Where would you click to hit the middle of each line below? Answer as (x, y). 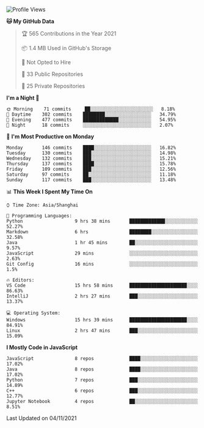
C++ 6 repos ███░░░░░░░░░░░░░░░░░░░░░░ (102, 391)
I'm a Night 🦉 (23, 98)
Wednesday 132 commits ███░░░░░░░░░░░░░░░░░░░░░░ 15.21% (91, 159)
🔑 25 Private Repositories (53, 86)
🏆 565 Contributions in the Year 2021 (69, 33)
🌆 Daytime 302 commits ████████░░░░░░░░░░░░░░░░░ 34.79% (91, 115)
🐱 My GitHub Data (31, 21)
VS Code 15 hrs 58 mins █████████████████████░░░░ (102, 285)
